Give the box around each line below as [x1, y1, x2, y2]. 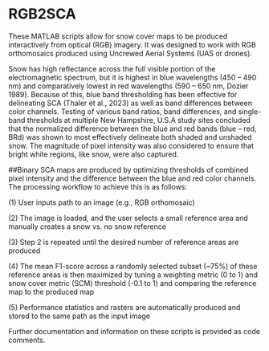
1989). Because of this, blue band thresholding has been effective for [8, 89, 238, 99]
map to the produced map [8, 287, 95, 296]
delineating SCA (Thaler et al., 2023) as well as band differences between [8, 98, 253, 108]
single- [238, 106, 262, 116]
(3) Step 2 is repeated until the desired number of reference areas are [8, 237, 239, 247]
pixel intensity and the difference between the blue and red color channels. [8, 173, 257, 183]
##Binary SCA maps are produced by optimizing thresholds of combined [8, 165, 249, 174]
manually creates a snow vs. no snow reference [8, 222, 167, 231]
